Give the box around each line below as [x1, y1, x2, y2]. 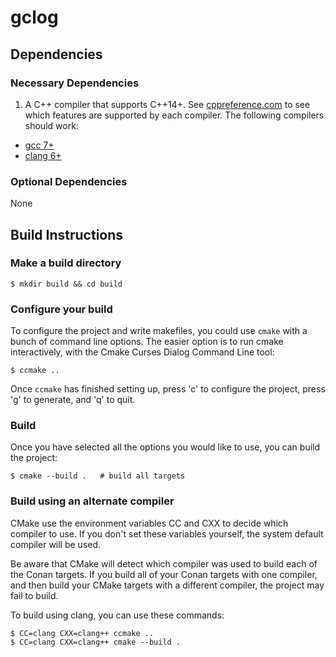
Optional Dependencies [10, 174, 128, 188]
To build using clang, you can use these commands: [10, 609, 225, 621]
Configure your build [10, 302, 113, 316]
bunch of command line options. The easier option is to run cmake [10, 336, 284, 348]
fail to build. [10, 589, 59, 601]
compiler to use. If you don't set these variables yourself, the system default [10, 527, 324, 540]
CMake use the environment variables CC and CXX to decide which [10, 517, 289, 529]
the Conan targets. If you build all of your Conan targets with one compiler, [10, 568, 318, 580]
